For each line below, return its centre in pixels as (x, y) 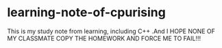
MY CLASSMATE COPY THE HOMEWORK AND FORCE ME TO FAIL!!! (104, 38)
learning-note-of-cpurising (86, 13)
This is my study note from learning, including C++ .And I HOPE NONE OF (111, 31)
